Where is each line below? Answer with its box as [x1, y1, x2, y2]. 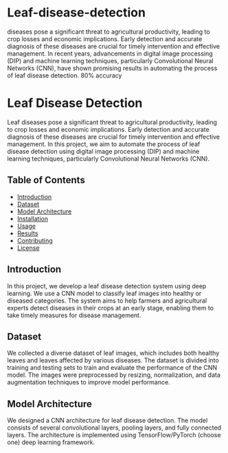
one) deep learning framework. [7, 438, 95, 447]
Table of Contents [7, 174, 86, 186]
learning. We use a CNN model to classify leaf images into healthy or [7, 289, 202, 297]
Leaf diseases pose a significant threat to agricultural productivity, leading [7, 118, 218, 126]
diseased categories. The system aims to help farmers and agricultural [7, 297, 207, 305]
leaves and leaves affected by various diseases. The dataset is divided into [7, 356, 220, 364]
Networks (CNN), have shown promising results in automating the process [7, 64, 218, 72]
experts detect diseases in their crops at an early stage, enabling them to [7, 303, 214, 312]
